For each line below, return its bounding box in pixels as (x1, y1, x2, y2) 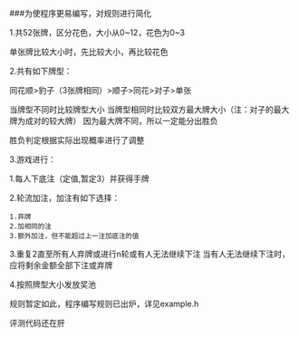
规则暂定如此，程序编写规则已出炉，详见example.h (9, 298, 199, 309)
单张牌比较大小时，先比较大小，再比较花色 (9, 46, 169, 57)
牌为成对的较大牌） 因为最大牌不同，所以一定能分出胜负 (9, 116, 218, 126)
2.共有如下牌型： (9, 66, 72, 76)
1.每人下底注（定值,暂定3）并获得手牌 (9, 173, 149, 184)
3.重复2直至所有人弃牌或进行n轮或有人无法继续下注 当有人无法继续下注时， (9, 248, 291, 259)
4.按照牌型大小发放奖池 (9, 279, 97, 290)
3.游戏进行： (9, 154, 57, 165)
